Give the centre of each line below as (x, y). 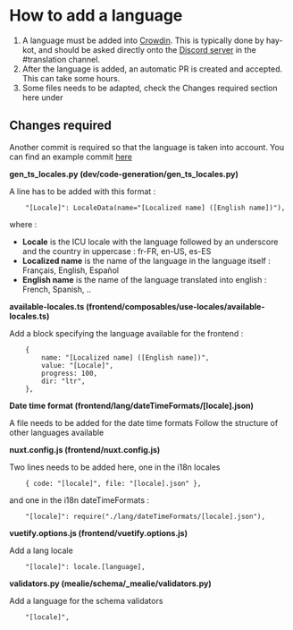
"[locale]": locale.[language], (85, 566)
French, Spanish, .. (57, 289)
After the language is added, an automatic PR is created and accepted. (152, 69)
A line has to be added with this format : (83, 191)
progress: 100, (70, 373)
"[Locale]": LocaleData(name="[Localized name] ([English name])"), (155, 208)
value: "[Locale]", (78, 365)
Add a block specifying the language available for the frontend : (126, 333)
